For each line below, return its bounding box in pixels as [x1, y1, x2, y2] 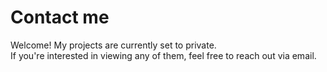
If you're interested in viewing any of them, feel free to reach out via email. [10, 49, 317, 61]
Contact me [10, 6, 110, 29]
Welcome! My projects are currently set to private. [10, 39, 217, 51]
